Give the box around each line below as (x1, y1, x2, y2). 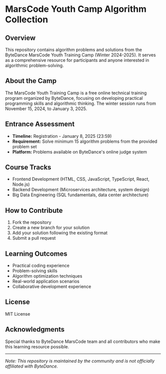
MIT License (5, 311, 31, 317)
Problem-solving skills (12, 268, 58, 274)
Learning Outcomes (5, 249, 68, 258)
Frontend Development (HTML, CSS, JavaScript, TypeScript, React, (12, 176, 150, 182)
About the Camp (5, 77, 57, 85)
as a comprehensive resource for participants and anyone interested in (5, 57, 149, 63)
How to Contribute (5, 206, 63, 214)
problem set (12, 143, 37, 149)
